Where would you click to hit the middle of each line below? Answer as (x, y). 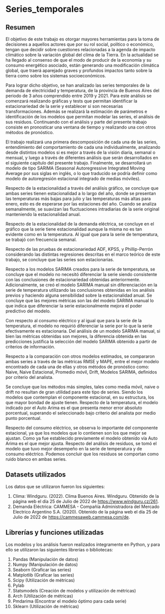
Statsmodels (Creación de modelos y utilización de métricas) (74, 590)
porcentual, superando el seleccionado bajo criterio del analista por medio (81, 413)
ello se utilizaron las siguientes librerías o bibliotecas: (59, 549)
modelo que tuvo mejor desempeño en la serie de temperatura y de (74, 449)
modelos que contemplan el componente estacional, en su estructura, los (80, 397)
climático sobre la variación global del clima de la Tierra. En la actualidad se (82, 55)
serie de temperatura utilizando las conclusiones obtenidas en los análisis (80, 290)
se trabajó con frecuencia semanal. (41, 239)
